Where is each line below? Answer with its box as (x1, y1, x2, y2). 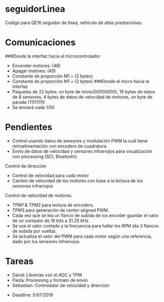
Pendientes (5, 122, 52, 133)
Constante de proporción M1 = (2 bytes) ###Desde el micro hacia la (12, 78, 149, 84)
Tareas (5, 256, 34, 267)
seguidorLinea (5, 3, 65, 15)
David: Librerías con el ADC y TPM (12, 272, 82, 278)
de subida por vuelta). (12, 228, 57, 234)
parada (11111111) (12, 99, 45, 105)
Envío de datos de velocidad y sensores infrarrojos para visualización (12, 148, 153, 154)
